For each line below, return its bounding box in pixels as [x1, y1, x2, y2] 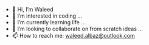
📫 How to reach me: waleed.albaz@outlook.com [12, 32, 135, 39]
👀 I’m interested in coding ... [12, 12, 83, 19]
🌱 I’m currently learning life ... [12, 19, 86, 26]
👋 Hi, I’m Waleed [12, 6, 54, 13]
